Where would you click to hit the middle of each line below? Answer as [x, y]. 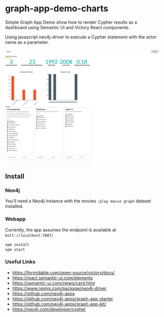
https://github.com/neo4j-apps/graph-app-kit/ [59, 304]
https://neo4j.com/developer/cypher [49, 309]
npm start [15, 250]
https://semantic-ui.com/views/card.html [54, 283]
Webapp [15, 219]
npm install [17, 245]
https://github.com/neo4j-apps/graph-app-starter [63, 299]
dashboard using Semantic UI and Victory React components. [68, 27]
